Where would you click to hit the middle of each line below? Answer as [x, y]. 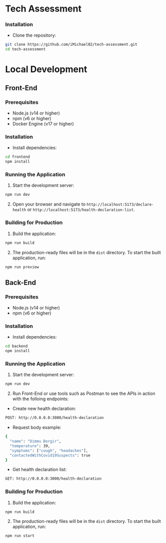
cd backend [16, 346]
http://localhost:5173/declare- [120, 205]
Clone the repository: [34, 35]
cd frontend [17, 157]
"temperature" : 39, [30, 446]
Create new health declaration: [44, 409]
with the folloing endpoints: [40, 399]
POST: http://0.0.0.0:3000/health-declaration [54, 418]
